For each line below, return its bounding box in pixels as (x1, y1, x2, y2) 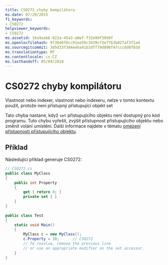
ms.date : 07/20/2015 (5, 12, 49, 17)
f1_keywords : (5, 17, 33, 22)
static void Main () (14, 222, 55, 227)
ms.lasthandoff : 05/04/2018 (5, 59, 64, 64)
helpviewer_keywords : (5, 26, 51, 31)
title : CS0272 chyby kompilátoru (5, 7, 75, 13)
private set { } (23, 194, 57, 200)
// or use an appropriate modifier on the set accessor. (23, 245, 144, 251)
